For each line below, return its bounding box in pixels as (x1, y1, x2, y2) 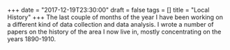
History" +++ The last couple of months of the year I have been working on (7, 13, 223, 21)
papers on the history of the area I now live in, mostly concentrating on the (7, 27, 222, 36)
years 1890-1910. (7, 35, 56, 43)
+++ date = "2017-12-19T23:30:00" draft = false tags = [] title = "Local (7, 6, 210, 14)
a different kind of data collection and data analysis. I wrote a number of (7, 21, 214, 28)
